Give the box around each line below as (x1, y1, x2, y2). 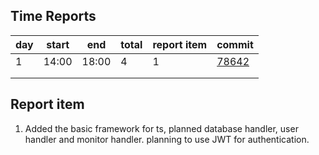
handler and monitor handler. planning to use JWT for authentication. (24, 133, 310, 145)
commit (216, 37, 254, 51)
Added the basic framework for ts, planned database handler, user (24, 122, 299, 134)
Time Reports (10, 8, 97, 25)
